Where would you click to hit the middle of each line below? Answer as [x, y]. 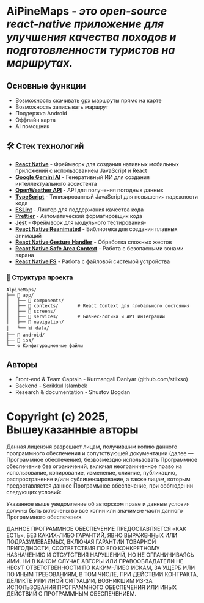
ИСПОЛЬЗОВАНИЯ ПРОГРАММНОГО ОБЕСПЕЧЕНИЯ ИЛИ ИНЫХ [92, 587]
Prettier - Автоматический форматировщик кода [78, 216]
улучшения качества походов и [91, 37]
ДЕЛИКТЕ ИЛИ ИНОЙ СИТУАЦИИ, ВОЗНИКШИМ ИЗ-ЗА [79, 580]
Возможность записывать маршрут [62, 107]
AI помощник [32, 126]
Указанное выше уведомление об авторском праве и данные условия [98, 504]
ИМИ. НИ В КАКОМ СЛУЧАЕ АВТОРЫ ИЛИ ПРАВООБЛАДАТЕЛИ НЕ [95, 561]
